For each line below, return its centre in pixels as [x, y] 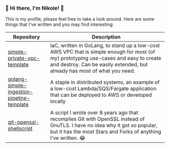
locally [58, 101]
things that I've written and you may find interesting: [59, 24]
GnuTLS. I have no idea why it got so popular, [104, 125]
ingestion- [20, 92]
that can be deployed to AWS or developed [101, 95]
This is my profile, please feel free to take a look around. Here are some [80, 19]
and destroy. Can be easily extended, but [99, 64]
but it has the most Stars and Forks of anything [106, 132]
